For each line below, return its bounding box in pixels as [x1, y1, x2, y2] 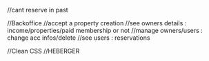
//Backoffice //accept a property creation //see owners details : [7, 19, 187, 27]
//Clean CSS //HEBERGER [7, 47, 80, 55]
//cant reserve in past [7, 6, 68, 14]
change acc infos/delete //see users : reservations [7, 34, 150, 42]
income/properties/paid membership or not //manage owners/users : [7, 27, 203, 34]
